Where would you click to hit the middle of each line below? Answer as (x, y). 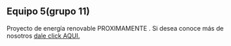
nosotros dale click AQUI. (43, 36)
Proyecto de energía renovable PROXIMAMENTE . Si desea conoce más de (115, 28)
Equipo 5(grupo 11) (48, 11)
